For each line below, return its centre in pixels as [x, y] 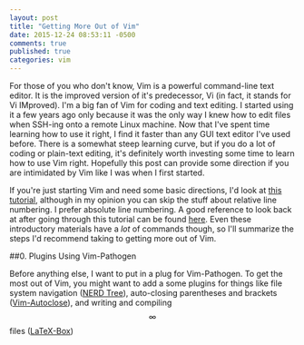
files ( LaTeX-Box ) [42, 331]
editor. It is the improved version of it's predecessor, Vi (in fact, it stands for [151, 95]
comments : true [38, 43]
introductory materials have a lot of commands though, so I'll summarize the [152, 229]
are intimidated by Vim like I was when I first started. [107, 172]
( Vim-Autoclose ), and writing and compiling [91, 302]
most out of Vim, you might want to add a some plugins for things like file [146, 283]
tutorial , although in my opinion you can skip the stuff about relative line [143, 200]
